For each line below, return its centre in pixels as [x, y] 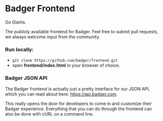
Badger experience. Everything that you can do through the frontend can [79, 109]
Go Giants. [16, 22]
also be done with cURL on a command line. [49, 114]
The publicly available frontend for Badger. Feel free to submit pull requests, [82, 31]
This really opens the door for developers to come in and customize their [79, 103]
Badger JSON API [26, 78]
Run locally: [20, 49]
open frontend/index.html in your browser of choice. [66, 65]
